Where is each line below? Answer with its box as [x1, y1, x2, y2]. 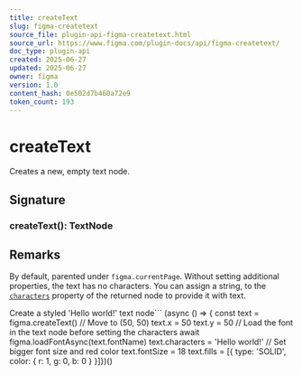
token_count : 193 [9, 97, 75, 107]
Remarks [9, 248, 61, 263]
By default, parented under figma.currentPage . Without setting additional [9, 271, 279, 282]
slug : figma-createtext [9, 22, 99, 31]
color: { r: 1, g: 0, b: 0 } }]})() [9, 356, 113, 367]
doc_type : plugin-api [9, 47, 91, 56]
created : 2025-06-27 [9, 55, 87, 64]
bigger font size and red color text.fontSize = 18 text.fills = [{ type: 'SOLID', [9, 346, 287, 357]
